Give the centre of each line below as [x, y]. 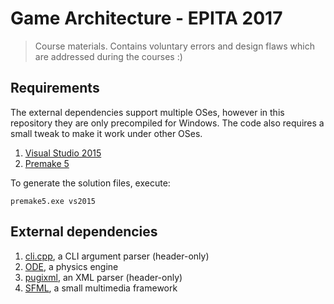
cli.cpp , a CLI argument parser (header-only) [117, 256]
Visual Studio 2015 [63, 153]
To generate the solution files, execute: [90, 183]
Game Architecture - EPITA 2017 [146, 18]
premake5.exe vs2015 [53, 201]
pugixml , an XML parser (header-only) [103, 277]
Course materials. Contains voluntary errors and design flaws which [174, 46]
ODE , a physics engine [71, 266]
